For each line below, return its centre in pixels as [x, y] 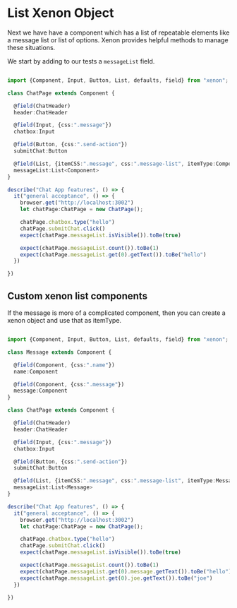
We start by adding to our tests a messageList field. [81, 61]
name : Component [36, 371]
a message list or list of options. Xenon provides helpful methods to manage [118, 40]
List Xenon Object [61, 13]
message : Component [41, 391]
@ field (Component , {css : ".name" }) [64, 365]
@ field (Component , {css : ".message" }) [69, 384]
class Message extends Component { [60, 352]
